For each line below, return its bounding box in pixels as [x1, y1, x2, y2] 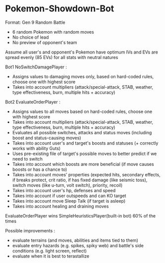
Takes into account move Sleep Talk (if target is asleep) [12, 198, 126, 204]
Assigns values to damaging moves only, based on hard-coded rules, [12, 73, 154, 79]
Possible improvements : [5, 227, 55, 233]
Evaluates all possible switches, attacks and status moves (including [12, 129, 152, 135]
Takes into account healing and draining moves [12, 203, 109, 209]
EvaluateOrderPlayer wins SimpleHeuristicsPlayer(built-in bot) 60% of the [5, 212, 156, 218]
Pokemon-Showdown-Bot [5, 3, 114, 14]
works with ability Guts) [12, 145, 61, 151]
